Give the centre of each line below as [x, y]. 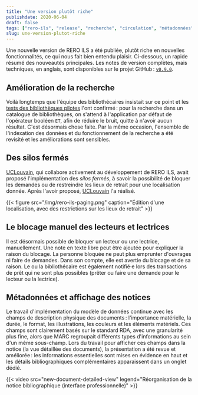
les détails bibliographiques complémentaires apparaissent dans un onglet [96, 362]
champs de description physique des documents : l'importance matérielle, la [99, 318]
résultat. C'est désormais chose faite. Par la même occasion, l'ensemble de [98, 127]
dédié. [14, 368]
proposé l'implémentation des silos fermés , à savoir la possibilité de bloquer [98, 178]
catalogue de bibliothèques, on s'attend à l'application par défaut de [89, 114]
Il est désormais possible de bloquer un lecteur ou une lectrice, [82, 241]
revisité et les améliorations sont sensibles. [58, 139]
